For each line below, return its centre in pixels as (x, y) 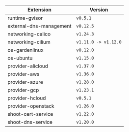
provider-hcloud (27, 98)
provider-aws (24, 74)
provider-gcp (23, 90)
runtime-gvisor (25, 18)
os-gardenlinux (26, 50)
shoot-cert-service (30, 114)
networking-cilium (29, 42)
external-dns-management (40, 26)
